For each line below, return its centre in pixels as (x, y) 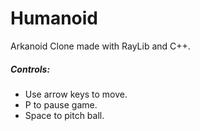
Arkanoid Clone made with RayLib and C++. (100, 46)
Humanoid (54, 18)
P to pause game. (61, 104)
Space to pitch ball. (64, 115)
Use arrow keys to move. (76, 94)
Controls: (30, 69)
